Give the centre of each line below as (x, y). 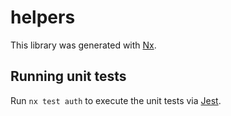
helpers (43, 17)
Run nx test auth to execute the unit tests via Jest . (116, 100)
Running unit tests (68, 76)
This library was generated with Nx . (83, 45)
